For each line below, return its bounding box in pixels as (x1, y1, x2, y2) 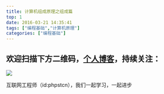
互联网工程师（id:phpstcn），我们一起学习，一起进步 (6, 81, 132, 88)
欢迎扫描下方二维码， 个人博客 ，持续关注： (6, 53, 160, 63)
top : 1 (6, 14, 22, 20)
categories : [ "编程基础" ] (6, 31, 66, 36)
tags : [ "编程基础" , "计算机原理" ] (6, 25, 81, 31)
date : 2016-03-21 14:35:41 (6, 19, 72, 25)
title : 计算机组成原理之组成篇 (6, 8, 73, 15)
